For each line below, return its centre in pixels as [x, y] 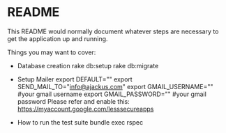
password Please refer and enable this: [74, 101]
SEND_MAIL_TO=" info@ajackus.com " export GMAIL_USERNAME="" [115, 86]
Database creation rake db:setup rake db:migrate [88, 65]
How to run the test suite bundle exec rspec [80, 122]
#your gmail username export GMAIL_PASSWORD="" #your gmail [112, 94]
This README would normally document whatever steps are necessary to [113, 31]
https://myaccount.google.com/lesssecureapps [85, 109]
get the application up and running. [58, 38]
